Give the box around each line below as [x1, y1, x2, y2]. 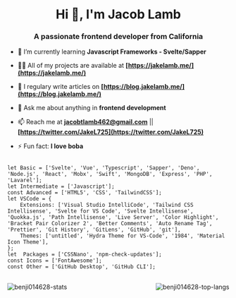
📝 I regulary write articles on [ [17, 83, 104, 91]
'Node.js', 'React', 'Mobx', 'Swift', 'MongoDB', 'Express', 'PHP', [7, 171, 213, 178]
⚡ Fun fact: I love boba [17, 142, 84, 150]
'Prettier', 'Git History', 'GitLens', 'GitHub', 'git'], [7, 226, 181, 234]
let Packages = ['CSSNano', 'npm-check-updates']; [7, 251, 162, 258]
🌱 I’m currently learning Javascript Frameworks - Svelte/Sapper [17, 47, 206, 56]
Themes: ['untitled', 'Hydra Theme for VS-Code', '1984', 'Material [20, 232, 225, 239]
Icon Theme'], [7, 239, 49, 246]
